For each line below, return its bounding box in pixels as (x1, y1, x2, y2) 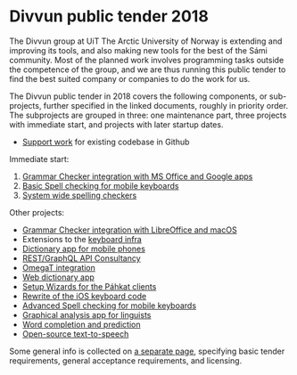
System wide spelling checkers (21, 190, 137, 200)
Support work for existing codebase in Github (21, 136, 190, 147)
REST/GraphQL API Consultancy (21, 252, 141, 264)
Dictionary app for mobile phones (21, 243, 145, 254)
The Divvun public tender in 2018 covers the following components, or (9, 91, 268, 102)
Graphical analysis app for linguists (21, 309, 152, 320)
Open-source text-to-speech (21, 328, 129, 339)
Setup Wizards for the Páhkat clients (21, 281, 157, 291)
